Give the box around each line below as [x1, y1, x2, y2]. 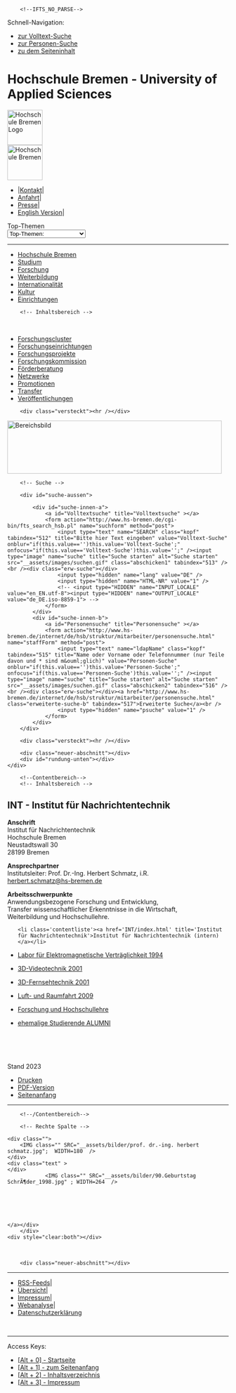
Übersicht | [17, 1286, 48, 1294]
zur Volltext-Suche [17, 32, 72, 40]
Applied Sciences [7, 86, 112, 103]
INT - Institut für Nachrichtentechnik [7, 800, 171, 812]
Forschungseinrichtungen [17, 342, 93, 350]
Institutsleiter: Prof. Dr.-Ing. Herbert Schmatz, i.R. [7, 869, 150, 877]
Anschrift [7, 818, 36, 826]
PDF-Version [17, 1083, 55, 1091]
